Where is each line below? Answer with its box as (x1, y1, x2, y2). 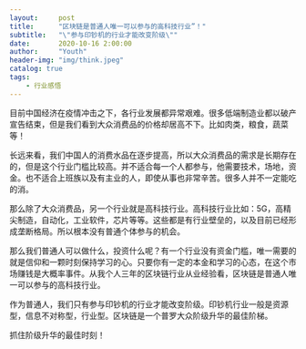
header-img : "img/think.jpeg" (9, 56, 125, 65)
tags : (9, 73, 30, 82)
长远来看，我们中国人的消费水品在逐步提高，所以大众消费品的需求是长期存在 (9, 149, 297, 160)
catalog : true (9, 65, 64, 74)
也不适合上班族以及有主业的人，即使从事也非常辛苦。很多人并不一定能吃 (25, 172, 297, 183)
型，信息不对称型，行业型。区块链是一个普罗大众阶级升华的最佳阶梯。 (9, 310, 273, 321)
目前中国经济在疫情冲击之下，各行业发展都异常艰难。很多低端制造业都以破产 (9, 107, 297, 118)
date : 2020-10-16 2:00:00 (9, 38, 132, 48)
